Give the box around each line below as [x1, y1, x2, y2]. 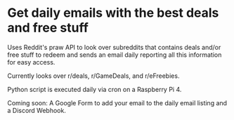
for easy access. [7, 58, 56, 66]
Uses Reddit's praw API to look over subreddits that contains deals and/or [7, 43, 221, 51]
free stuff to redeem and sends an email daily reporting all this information [7, 51, 222, 59]
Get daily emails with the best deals [7, 5, 219, 21]
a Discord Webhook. [7, 106, 67, 114]
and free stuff [7, 20, 89, 36]
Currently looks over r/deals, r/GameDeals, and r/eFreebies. [7, 72, 180, 80]
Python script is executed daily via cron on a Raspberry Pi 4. [7, 85, 182, 93]
